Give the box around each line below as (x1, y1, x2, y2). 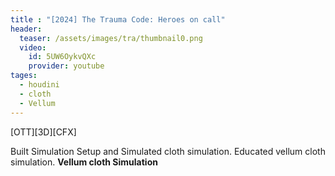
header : (10, 24, 43, 34)
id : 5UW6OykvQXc (28, 52, 97, 62)
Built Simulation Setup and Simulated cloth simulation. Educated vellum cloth (10, 145, 326, 157)
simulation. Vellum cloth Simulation (10, 156, 158, 168)
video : (19, 42, 47, 53)
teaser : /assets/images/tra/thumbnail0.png (19, 33, 203, 43)
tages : (10, 71, 38, 81)
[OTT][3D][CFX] (10, 126, 77, 138)
